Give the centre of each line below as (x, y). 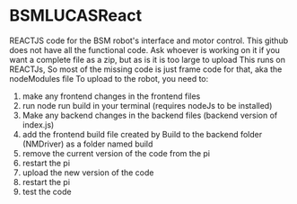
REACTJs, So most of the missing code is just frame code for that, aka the (146, 69)
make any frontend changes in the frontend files (111, 96)
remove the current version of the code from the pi (116, 153)
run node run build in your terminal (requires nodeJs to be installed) (147, 105)
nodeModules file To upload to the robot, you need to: (109, 78)
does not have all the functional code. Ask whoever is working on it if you (145, 49)
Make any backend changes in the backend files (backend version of (150, 115)
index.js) (38, 124)
